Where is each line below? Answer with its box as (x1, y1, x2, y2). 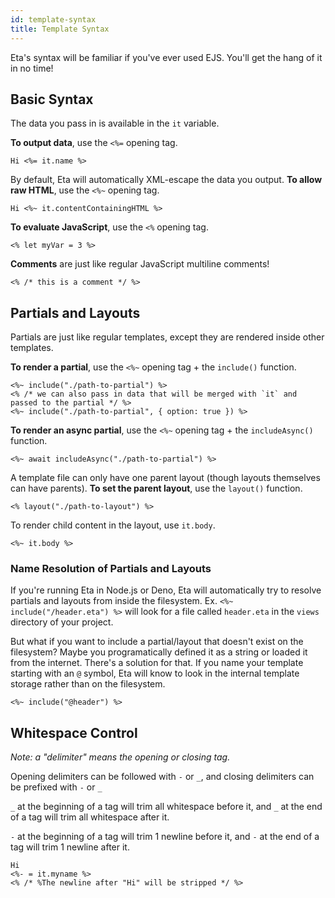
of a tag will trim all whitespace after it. (10, 811, 170, 823)
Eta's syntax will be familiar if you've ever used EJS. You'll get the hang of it (10, 51, 323, 63)
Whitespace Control (10, 724, 138, 741)
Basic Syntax (10, 91, 94, 108)
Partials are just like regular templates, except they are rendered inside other (10, 331, 325, 343)
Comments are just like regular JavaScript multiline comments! (10, 258, 270, 270)
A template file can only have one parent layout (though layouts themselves (10, 472, 321, 484)
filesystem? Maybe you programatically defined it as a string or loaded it (10, 646, 308, 658)
